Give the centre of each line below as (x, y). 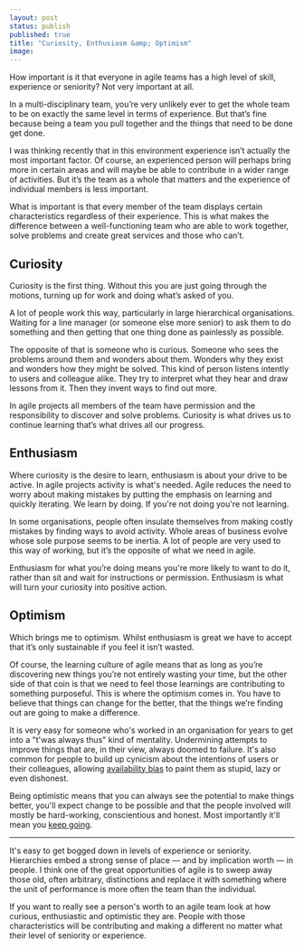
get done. (27, 133)
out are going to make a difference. (75, 712)
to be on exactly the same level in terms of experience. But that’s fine (138, 114)
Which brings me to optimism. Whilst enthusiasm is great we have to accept (151, 637)
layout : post (34, 18)
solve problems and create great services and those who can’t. (127, 235)
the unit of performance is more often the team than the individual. (133, 888)
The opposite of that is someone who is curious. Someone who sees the (144, 349)
